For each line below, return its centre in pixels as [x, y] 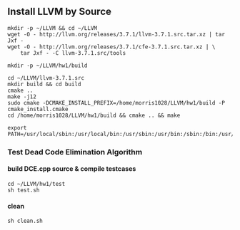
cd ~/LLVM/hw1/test [36, 184]
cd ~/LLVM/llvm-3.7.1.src [46, 78]
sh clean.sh [25, 221]
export [17, 127]
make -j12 [22, 96]
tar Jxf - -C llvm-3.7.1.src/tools [73, 53]
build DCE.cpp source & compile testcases [72, 169]
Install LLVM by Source [60, 12]
